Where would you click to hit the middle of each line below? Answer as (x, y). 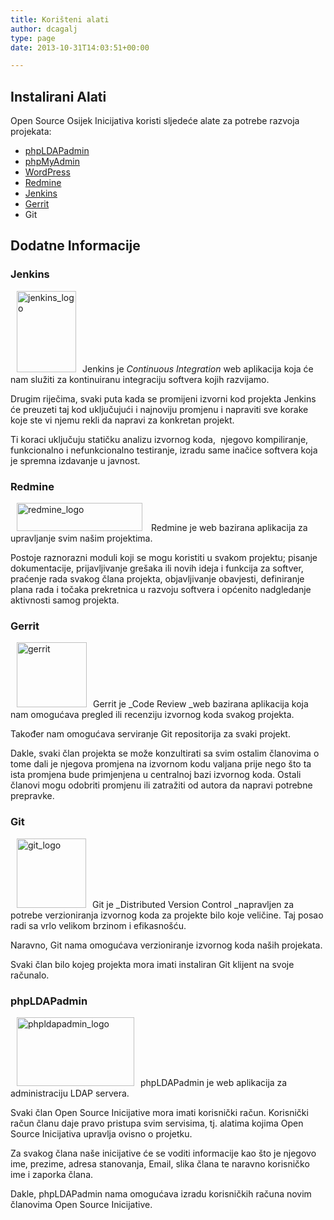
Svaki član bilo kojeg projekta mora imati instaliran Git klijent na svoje (152, 964)
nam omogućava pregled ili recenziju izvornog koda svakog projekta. (152, 715)
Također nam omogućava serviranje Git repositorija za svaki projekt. (150, 734)
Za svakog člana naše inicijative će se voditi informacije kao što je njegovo (163, 1153)
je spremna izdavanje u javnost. (75, 460)
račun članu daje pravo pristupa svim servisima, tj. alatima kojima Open (157, 1123)
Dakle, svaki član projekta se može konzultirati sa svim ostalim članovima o (165, 753)
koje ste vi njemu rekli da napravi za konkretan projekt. (122, 420)
